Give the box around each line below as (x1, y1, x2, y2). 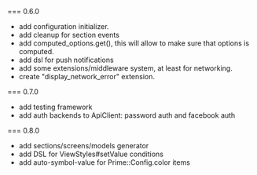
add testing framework (18, 102, 93, 111)
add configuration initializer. (18, 22, 109, 31)
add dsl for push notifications (18, 55, 115, 64)
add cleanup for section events (18, 31, 119, 39)
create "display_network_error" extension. (18, 72, 155, 81)
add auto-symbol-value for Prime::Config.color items (18, 158, 190, 167)
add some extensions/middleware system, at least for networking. (18, 64, 233, 73)
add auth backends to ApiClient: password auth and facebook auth (18, 111, 236, 120)
